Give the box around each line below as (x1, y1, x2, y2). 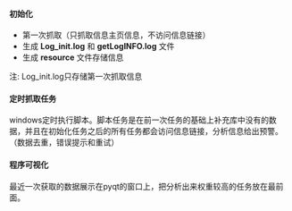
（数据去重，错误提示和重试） (9, 137, 119, 148)
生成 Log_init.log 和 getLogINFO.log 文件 (21, 41, 175, 52)
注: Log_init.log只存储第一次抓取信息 (9, 72, 143, 82)
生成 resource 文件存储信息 (21, 52, 124, 63)
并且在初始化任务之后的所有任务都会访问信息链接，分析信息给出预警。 (24, 126, 283, 137)
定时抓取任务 (9, 93, 56, 104)
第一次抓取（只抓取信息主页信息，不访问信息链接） (21, 30, 211, 40)
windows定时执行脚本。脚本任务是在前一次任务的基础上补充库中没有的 (9, 114, 270, 125)
